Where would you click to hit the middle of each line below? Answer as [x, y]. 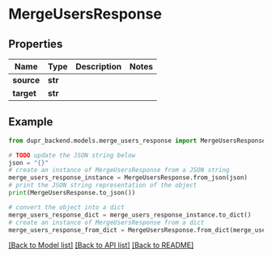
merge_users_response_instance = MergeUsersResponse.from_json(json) [128, 178]
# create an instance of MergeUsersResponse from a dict [106, 222]
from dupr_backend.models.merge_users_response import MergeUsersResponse [137, 141]
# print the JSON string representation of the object [103, 185]
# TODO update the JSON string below [72, 155]
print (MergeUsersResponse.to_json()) [72, 193]
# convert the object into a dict [67, 207]
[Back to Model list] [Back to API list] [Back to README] [101, 245]
